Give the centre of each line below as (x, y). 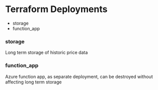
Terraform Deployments (56, 9)
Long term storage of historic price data (47, 53)
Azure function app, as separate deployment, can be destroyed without (79, 76)
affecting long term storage (33, 82)
